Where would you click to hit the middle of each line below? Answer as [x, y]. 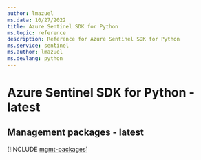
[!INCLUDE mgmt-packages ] [47, 149]
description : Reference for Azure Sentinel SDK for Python [94, 39]
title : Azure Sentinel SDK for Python [63, 26]
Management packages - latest [76, 133]
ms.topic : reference [37, 33]
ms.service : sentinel [38, 46]
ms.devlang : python [35, 59]
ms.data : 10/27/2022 [37, 20]
